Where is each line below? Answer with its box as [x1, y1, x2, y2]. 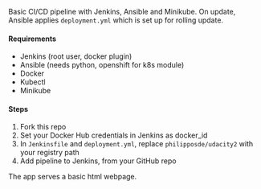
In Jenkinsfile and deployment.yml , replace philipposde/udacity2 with [19, 139, 254, 149]
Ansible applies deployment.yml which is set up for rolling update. [8, 15, 223, 25]
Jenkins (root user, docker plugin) [19, 51, 133, 61]
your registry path [19, 148, 80, 158]
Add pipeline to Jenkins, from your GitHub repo [19, 156, 177, 166]
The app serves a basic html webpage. [8, 172, 137, 182]
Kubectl [19, 77, 46, 87]
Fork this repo [19, 122, 67, 132]
